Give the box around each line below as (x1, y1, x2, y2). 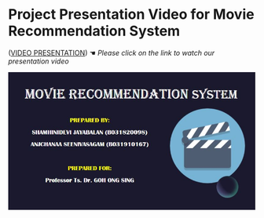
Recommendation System (8, 22, 181, 40)
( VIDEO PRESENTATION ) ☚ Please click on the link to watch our (8, 48, 215, 57)
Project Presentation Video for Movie (8, 5, 255, 24)
